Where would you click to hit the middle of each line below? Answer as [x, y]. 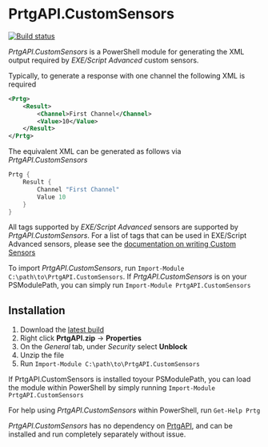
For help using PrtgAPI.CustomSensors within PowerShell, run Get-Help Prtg [134, 410]
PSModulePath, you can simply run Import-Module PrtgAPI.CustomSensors [130, 285]
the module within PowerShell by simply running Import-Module [112, 388]
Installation [37, 310]
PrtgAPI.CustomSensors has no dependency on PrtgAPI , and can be [121, 426]
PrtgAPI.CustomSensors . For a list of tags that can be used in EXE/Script [128, 236]
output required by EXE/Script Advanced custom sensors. [104, 60]
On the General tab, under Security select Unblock [104, 347]
